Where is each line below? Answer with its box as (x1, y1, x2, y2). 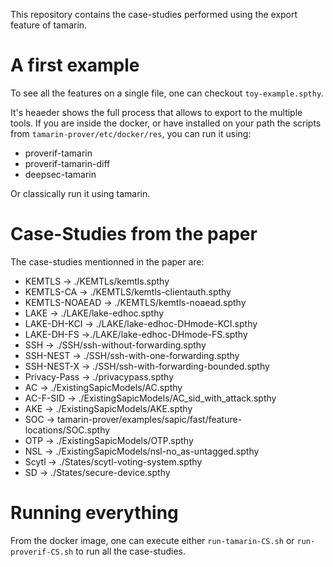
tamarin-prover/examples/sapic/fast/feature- (56, 413, 243, 425)
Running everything (10, 502, 179, 524)
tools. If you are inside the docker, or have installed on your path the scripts (10, 117, 322, 129)
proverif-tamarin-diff (24, 157, 111, 169)
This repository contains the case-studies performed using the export (10, 9, 298, 20)
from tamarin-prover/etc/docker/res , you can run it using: (10, 127, 252, 139)
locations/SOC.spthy (24, 424, 111, 436)
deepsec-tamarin (24, 168, 97, 180)
